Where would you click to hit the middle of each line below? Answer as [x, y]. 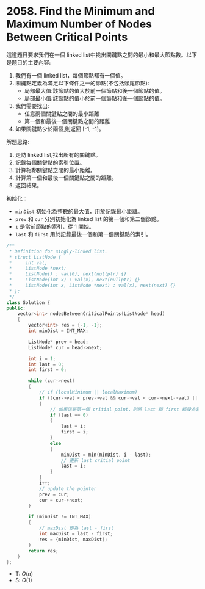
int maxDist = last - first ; [76, 534]
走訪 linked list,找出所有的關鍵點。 [58, 154]
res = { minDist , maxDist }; [73, 539]
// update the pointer [68, 489]
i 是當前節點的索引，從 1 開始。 [55, 226]
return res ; [44, 551]
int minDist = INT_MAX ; [58, 331]
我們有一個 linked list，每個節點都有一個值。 [70, 75]
